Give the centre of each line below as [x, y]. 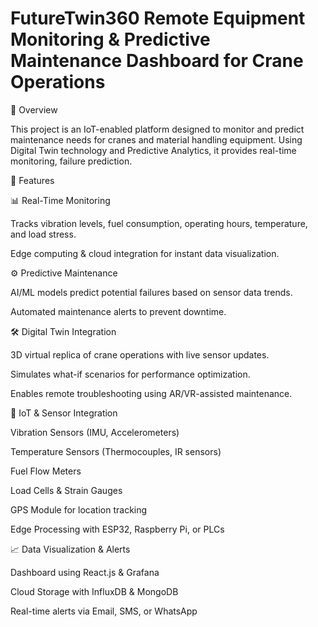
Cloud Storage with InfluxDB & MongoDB [94, 591]
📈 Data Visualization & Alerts [70, 549]
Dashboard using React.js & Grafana [85, 572]
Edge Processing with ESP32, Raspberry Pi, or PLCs [117, 529]
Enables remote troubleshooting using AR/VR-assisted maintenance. [151, 393]
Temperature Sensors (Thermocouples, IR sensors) [116, 451]
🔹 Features [32, 180]
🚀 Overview [34, 109]
